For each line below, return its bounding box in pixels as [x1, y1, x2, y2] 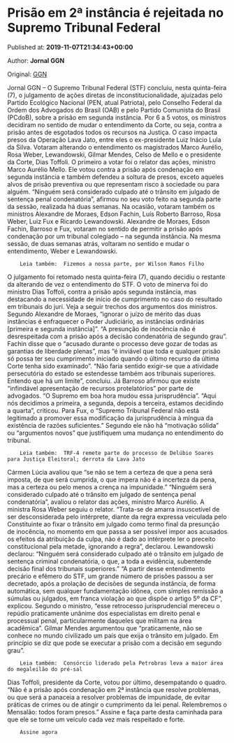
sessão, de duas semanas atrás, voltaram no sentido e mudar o [7, 239, 190, 247]
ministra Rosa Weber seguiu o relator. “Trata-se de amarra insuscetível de [7, 505, 220, 513]
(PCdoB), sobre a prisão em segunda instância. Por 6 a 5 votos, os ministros [7, 113, 227, 122]
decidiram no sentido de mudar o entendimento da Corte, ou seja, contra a [7, 120, 222, 129]
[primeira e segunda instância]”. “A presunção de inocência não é [7, 324, 196, 333]
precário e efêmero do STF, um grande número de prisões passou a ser [7, 572, 214, 580]
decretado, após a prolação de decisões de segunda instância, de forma [7, 579, 217, 588]
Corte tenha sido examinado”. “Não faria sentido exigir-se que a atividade [7, 361, 219, 370]
